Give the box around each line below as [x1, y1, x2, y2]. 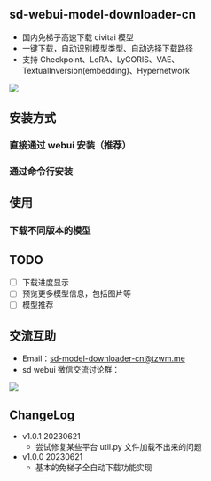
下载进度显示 [21, 277, 69, 288]
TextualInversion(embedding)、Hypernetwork [21, 65, 191, 76]
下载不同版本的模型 [9, 224, 91, 236]
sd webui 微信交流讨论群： [21, 365, 121, 375]
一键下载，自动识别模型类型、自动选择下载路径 [21, 43, 193, 53]
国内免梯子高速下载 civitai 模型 [21, 31, 135, 43]
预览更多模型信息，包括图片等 [21, 288, 131, 299]
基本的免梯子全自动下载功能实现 [35, 461, 152, 472]
